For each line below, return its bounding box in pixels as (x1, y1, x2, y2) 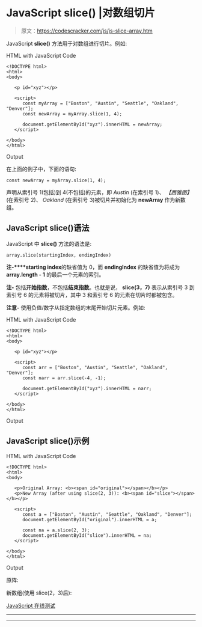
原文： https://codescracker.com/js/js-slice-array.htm (20, 27, 153, 34)
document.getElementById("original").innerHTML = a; (22, 516, 158, 522)
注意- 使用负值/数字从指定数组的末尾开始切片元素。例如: (6, 304, 145, 311)
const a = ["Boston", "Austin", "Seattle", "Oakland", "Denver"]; (22, 511, 192, 518)
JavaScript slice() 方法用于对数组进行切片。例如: (6, 40, 127, 47)
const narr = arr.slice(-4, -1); (22, 375, 106, 381)
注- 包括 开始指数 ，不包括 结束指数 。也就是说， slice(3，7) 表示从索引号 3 (6, 284, 188, 291)
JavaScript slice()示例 (6, 436, 90, 446)
